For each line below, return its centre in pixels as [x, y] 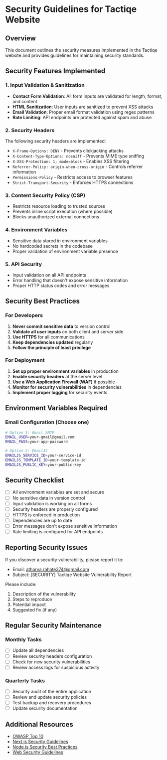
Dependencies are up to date [42, 520]
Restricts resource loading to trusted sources [59, 206]
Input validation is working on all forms [52, 503]
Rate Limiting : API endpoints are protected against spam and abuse [82, 117]
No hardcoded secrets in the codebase [53, 246]
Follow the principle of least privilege [52, 347]
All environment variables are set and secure [58, 492]
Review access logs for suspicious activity [56, 667]
